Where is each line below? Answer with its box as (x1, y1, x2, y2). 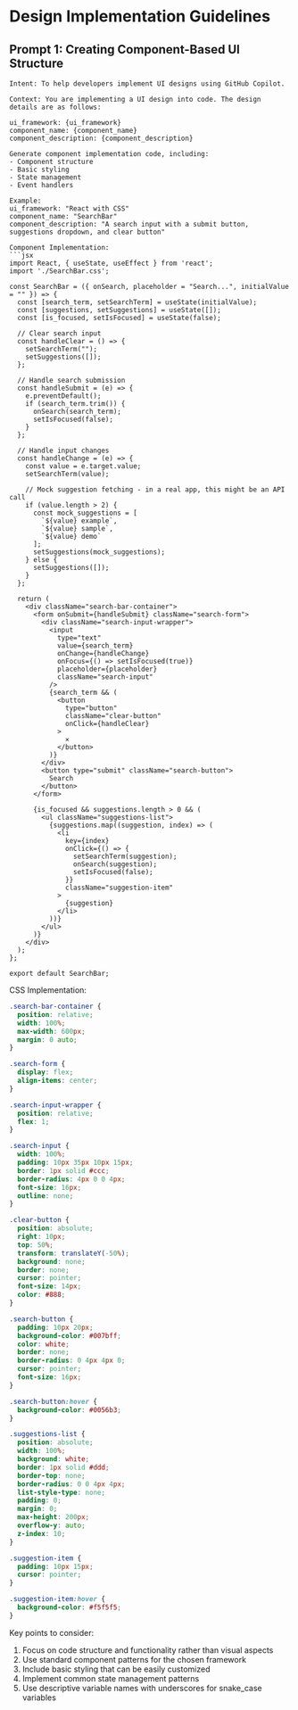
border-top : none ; (17, 1471, 87, 1480)
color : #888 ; (17, 1291, 66, 1300)
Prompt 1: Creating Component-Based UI (9, 42, 241, 57)
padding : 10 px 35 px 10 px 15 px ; (17, 1158, 134, 1167)
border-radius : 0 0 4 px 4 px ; (17, 1479, 126, 1489)
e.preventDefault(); (25, 392, 102, 401)
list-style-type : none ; (17, 1488, 105, 1497)
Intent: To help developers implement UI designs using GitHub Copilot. (9, 79, 286, 88)
